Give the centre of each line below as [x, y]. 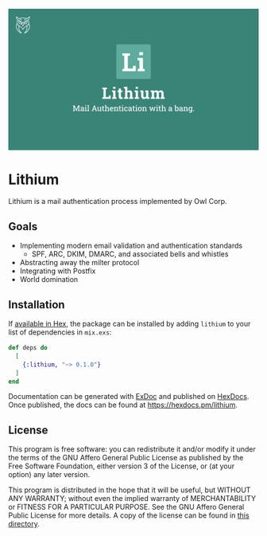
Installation [37, 305]
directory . [24, 524]
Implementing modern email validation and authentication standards [131, 246]
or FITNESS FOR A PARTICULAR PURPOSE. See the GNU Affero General [126, 507]
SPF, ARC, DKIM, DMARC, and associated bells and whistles [130, 254]
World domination [49, 280]
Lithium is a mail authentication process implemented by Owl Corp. [118, 201]
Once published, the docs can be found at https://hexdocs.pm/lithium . [123, 405]
